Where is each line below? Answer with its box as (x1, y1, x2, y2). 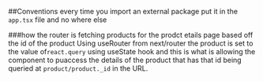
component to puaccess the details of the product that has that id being (8, 55, 242, 64)
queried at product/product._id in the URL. (8, 64, 148, 73)
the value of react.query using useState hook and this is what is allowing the (8, 47, 256, 56)
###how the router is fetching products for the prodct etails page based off (8, 31, 254, 39)
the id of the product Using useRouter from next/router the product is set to (8, 39, 254, 48)
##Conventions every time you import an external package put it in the (8, 7, 239, 16)
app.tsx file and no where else (8, 15, 107, 24)
